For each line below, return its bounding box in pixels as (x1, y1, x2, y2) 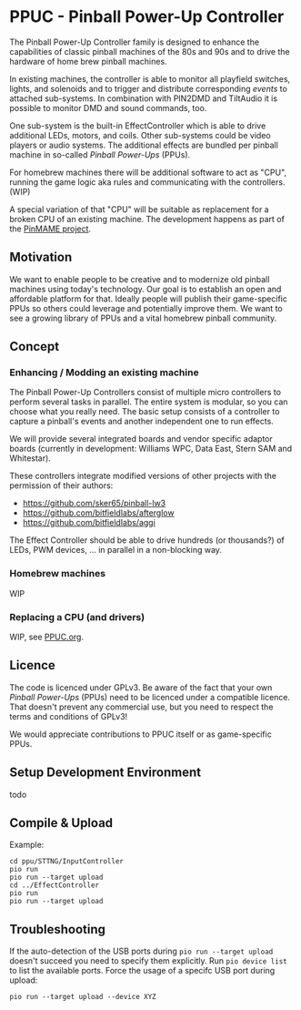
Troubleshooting (9, 922, 106, 937)
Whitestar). (9, 453, 52, 464)
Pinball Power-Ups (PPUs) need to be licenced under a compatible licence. (9, 691, 291, 702)
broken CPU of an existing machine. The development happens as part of (9, 213, 285, 224)
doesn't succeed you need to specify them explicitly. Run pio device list (9, 955, 288, 966)
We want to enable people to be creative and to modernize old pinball (9, 273, 270, 284)
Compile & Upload (9, 815, 114, 831)
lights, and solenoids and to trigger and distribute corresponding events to (9, 83, 288, 94)
